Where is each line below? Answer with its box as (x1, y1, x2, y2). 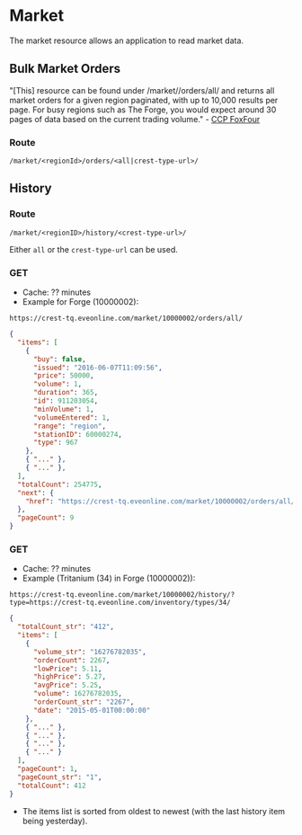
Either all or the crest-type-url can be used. (9, 244, 178, 254)
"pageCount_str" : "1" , (17, 772, 102, 782)
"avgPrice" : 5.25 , (32, 680, 102, 690)
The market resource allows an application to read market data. (9, 35, 244, 46)
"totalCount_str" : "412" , (17, 622, 115, 632)
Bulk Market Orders (9, 61, 121, 76)
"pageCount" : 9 (17, 513, 75, 522)
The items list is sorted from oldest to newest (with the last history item (22, 805, 286, 816)
